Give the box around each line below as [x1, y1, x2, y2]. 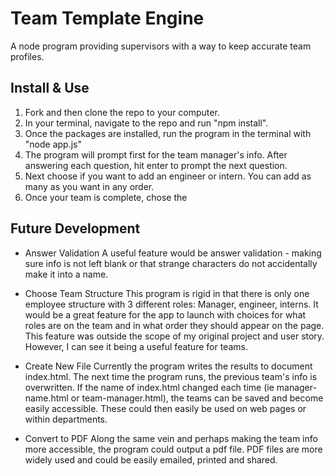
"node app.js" [24, 138, 82, 150]
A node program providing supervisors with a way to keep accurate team [10, 40, 312, 52]
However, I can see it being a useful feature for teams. [24, 340, 248, 352]
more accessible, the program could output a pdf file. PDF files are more [24, 443, 323, 455]
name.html [24, 392, 69, 404]
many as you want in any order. [24, 180, 155, 192]
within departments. [24, 413, 108, 425]
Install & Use [10, 80, 90, 97]
